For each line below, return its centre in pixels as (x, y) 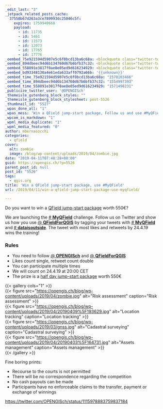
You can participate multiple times (46, 266)
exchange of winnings (34, 392)
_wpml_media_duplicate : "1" (33, 122)
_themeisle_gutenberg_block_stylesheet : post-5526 (57, 100)
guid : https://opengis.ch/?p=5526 (40, 163)
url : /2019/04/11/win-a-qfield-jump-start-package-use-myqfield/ (72, 189)
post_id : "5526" (21, 172)
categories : (17, 136)
